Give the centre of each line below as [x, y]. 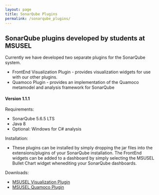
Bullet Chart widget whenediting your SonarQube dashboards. [74, 163]
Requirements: [19, 109]
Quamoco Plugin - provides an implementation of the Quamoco [75, 82]
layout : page [18, 9]
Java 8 [19, 124]
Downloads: [17, 173]
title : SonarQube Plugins [31, 14]
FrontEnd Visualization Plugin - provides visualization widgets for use [81, 72]
